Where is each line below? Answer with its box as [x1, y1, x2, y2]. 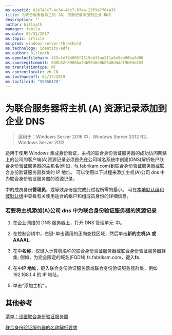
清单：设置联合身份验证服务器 [5, 313, 68, 320]
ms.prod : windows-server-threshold [5, 41, 82, 46]
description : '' [5, 17, 40, 22]
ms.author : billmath [5, 50, 50, 55]
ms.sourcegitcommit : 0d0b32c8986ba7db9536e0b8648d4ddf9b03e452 [5, 60, 144, 65]
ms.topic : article [5, 36, 45, 42]
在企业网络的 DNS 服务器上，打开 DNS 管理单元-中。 [12, 219, 125, 226]
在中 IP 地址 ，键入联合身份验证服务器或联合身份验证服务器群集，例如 [12, 265, 158, 271]
